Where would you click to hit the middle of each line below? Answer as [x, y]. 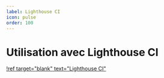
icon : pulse [21, 17]
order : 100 [20, 23]
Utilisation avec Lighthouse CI [82, 52]
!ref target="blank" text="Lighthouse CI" [56, 68]
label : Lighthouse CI [33, 12]
